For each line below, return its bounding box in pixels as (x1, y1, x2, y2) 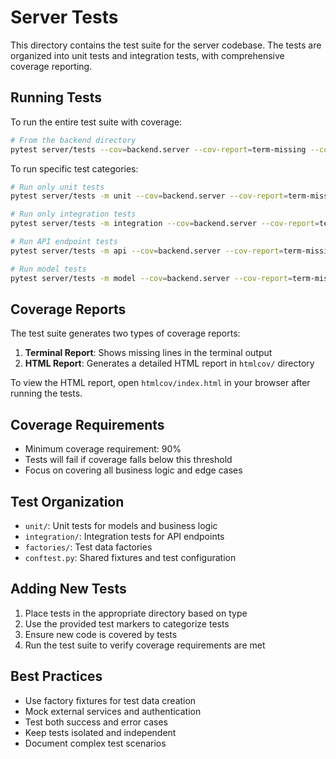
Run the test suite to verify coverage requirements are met (24, 639, 266, 651)
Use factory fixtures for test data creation (24, 694, 197, 706)
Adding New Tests (10, 581, 127, 598)
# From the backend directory (10, 135, 137, 145)
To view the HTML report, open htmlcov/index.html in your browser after (10, 377, 311, 389)
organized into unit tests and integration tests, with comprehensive (10, 49, 285, 61)
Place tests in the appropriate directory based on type (24, 607, 248, 619)
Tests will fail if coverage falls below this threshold (24, 454, 233, 466)
